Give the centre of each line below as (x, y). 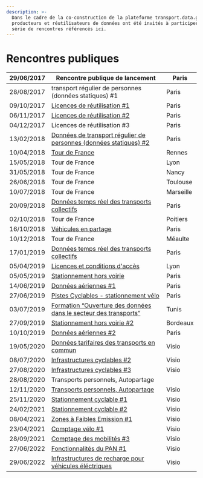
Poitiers (177, 219)
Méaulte (178, 239)
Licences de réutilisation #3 (90, 125)
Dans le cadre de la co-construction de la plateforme (82, 18)
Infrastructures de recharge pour (98, 459)
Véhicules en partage (81, 229)
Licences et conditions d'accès (95, 266)
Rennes (177, 153)
